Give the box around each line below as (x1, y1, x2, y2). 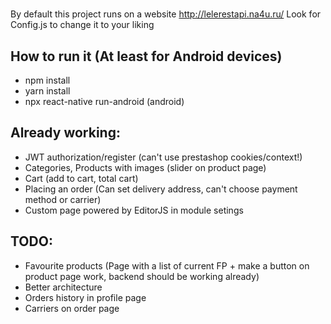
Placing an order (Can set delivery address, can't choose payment (24, 183, 298, 195)
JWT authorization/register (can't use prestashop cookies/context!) (24, 151, 303, 163)
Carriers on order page (24, 302, 120, 314)
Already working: (10, 124, 121, 142)
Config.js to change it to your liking (10, 19, 155, 31)
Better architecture (24, 281, 103, 293)
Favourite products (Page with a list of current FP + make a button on (24, 259, 310, 272)
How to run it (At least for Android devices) (10, 48, 283, 65)
